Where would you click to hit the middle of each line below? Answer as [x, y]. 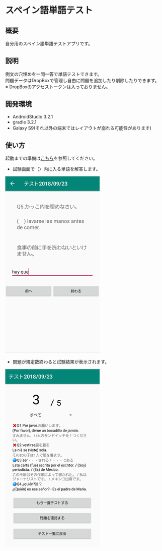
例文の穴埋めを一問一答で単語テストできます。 [54, 74]
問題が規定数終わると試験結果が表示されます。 [61, 362]
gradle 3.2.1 [24, 122]
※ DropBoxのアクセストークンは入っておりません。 [58, 87]
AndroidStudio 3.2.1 [33, 116]
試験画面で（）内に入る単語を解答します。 [56, 169]
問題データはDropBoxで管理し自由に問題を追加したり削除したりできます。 [82, 80]
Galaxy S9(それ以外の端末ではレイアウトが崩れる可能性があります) [82, 128]
